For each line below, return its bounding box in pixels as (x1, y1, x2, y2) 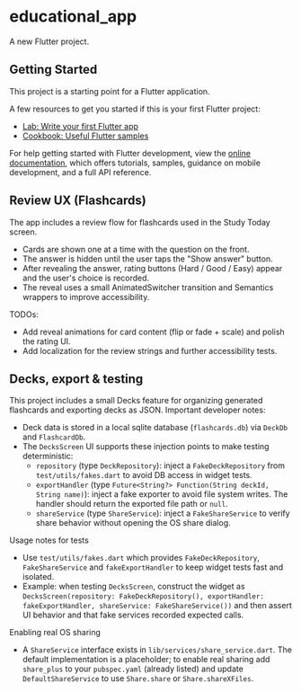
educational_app (9, 6, 137, 27)
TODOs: (9, 308, 39, 320)
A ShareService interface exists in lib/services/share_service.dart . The (22, 644, 292, 655)
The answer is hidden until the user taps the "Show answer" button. (22, 253, 273, 264)
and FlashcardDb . (22, 431, 86, 442)
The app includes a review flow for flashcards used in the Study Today (9, 217, 271, 227)
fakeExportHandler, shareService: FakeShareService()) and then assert (22, 600, 292, 611)
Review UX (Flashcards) (9, 193, 146, 208)
